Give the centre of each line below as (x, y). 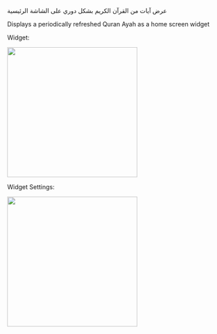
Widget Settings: (31, 187)
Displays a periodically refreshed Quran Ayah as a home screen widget (108, 24)
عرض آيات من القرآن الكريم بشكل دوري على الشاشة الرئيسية (87, 11)
